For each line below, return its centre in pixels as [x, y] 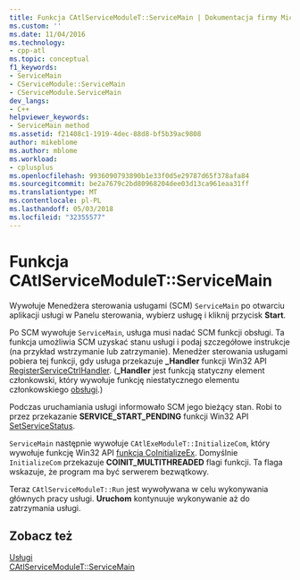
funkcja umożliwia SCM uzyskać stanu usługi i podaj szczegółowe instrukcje [150, 342]
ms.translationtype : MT [54, 192]
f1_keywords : [33, 68]
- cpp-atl [28, 51]
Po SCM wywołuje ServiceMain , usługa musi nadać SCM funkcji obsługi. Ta [147, 332]
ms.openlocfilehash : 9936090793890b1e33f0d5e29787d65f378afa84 [129, 175]
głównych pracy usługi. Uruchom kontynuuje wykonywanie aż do [129, 499]
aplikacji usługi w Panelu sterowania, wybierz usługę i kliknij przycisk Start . [148, 315]
